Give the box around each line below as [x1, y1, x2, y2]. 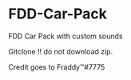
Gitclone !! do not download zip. [8, 46, 113, 56]
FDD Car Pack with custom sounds [8, 31, 123, 41]
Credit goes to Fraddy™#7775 [8, 62, 105, 72]
